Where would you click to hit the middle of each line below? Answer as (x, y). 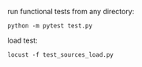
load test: (22, 40)
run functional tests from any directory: (71, 11)
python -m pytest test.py (50, 26)
